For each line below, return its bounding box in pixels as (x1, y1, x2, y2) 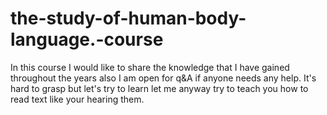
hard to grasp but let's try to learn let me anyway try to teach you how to (10, 82, 309, 94)
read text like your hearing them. (10, 93, 145, 105)
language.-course (10, 28, 164, 51)
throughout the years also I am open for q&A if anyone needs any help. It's (10, 72, 317, 84)
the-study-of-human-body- (10, 7, 247, 30)
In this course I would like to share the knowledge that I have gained (10, 61, 290, 73)
